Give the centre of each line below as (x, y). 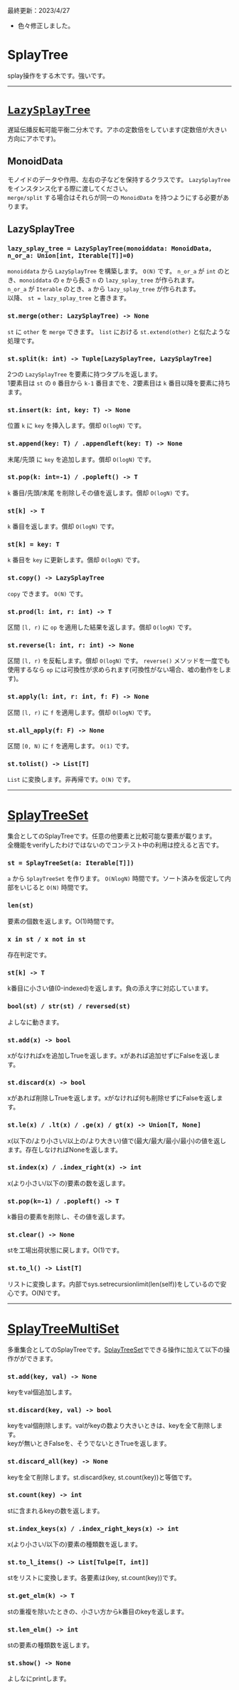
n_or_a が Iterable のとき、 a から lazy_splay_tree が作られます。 (104, 289)
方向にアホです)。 (34, 139)
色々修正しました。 (46, 26)
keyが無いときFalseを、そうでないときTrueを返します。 (89, 1444)
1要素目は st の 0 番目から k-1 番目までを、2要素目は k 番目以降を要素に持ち (119, 383)
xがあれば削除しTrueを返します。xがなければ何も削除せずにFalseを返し (112, 1098)
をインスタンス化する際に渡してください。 (69, 188)
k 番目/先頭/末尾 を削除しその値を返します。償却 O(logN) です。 (100, 493)
